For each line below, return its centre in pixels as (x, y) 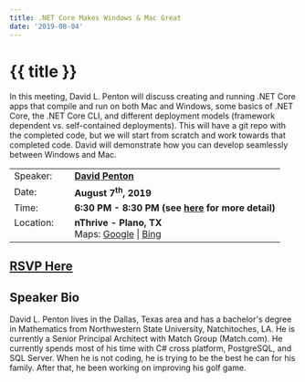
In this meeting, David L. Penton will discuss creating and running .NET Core (153, 97)
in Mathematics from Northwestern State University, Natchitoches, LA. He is (152, 328)
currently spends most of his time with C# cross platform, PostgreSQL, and (151, 348)
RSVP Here (41, 267)
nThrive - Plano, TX (118, 222)
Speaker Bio (45, 297)
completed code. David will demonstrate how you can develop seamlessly (149, 145)
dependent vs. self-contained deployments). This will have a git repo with (147, 126)
